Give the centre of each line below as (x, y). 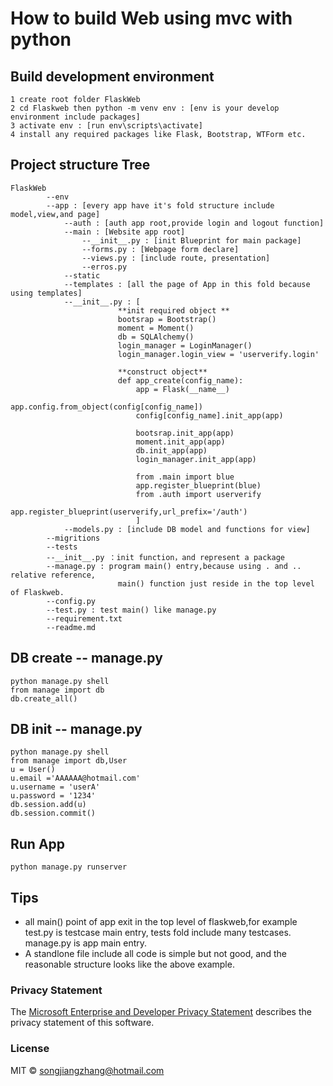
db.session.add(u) (48, 805)
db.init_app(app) (171, 450)
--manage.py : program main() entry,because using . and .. (174, 566)
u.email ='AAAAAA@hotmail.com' (75, 778)
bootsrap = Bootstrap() (167, 319)
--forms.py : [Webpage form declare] (160, 249)
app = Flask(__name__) (182, 389)
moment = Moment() (156, 328)
